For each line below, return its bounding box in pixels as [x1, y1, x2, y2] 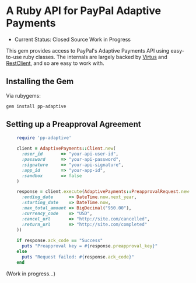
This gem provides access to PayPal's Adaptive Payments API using [6, 47, 170, 54]
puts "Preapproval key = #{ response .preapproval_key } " [21, 243, 158, 249]
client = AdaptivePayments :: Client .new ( [16, 146, 116, 151]
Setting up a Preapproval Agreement [6, 119, 141, 129]
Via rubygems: [6, 92, 41, 99]
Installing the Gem [6, 77, 74, 87]
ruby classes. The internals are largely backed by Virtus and [23, 53, 167, 60]
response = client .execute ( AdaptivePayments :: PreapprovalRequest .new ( [16, 189, 192, 195]
